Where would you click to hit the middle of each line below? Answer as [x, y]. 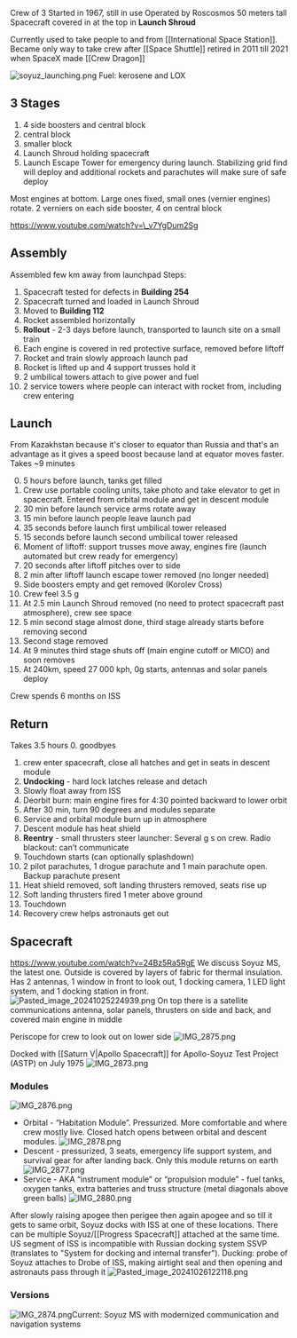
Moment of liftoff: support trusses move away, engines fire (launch [145, 547]
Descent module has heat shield [82, 828]
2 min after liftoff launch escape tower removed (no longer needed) [146, 575]
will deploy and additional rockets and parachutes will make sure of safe [155, 171]
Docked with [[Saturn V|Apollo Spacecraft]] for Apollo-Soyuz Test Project [145, 1054]
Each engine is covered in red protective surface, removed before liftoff [153, 348]
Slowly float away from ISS [72, 791]
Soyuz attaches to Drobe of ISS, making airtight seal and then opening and [146, 1263]
